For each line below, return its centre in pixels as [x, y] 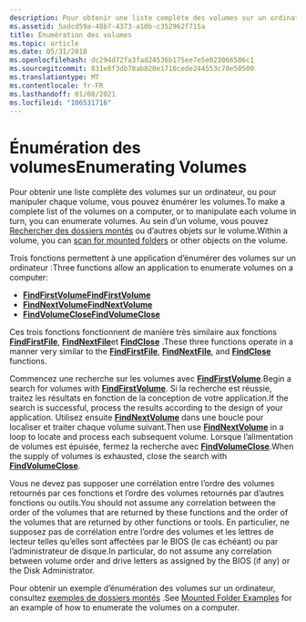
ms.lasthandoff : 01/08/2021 [63, 94]
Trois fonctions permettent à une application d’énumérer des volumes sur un [153, 258]
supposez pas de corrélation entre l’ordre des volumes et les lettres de [142, 532]
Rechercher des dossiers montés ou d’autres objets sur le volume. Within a [149, 231]
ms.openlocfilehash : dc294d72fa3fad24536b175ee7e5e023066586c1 [132, 60]
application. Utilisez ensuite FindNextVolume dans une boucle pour [137, 418]
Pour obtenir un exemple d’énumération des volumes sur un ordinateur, [143, 588]
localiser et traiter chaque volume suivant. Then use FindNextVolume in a [147, 427]
